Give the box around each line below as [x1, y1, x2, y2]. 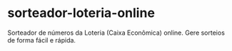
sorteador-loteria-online [7, 5, 156, 21]
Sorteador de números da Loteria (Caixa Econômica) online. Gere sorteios [7, 28, 225, 37]
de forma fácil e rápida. [7, 35, 76, 44]
